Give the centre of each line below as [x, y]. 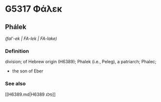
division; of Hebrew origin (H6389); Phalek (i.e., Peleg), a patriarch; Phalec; [81, 62]
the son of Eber [28, 71]
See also [15, 84]
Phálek [16, 27]
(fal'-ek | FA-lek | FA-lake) [31, 38]
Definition [17, 51]
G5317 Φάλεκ [34, 9]
